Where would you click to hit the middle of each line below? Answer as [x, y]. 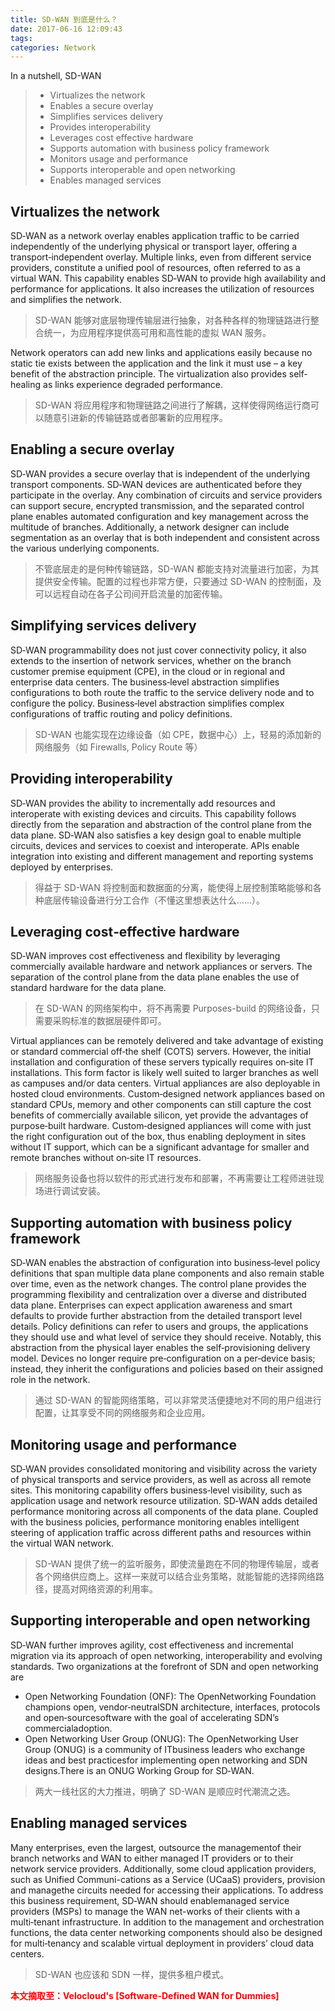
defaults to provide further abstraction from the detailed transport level [156, 1316]
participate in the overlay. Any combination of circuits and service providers [166, 495]
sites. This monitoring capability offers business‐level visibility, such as [156, 1490]
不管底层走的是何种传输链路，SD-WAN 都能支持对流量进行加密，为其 [177, 568]
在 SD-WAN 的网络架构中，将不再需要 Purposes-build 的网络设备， [173, 1008]
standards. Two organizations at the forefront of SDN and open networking [164, 1666]
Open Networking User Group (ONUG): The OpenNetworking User [161, 1738]
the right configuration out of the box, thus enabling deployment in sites [158, 1137]
